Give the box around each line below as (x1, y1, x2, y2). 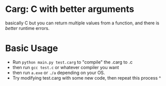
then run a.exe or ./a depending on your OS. (12, 70, 105, 76)
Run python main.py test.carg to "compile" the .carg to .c (12, 59, 133, 65)
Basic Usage (5, 43, 58, 54)
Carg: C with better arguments (5, 3, 134, 15)
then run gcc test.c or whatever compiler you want (12, 64, 119, 70)
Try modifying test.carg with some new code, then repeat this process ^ (12, 75, 161, 81)
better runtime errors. (5, 25, 50, 31)
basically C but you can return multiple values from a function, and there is (5, 20, 159, 26)
